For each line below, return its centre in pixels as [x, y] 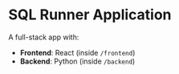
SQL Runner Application [90, 15]
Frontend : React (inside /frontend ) [77, 52]
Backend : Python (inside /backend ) [77, 61]
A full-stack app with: [44, 37]
